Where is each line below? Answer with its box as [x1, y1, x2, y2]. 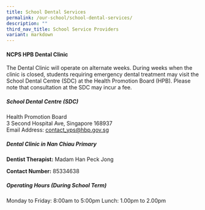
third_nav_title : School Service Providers [6, 26, 119, 32]
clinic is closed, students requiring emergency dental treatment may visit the [6, 71, 199, 78]
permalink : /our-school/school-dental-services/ [6, 15, 133, 21]
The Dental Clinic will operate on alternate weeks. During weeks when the [6, 64, 193, 72]
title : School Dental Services [6, 9, 86, 15]
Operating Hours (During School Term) [6, 181, 107, 189]
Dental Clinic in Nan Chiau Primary [6, 140, 97, 148]
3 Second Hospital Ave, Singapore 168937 [6, 120, 113, 127]
